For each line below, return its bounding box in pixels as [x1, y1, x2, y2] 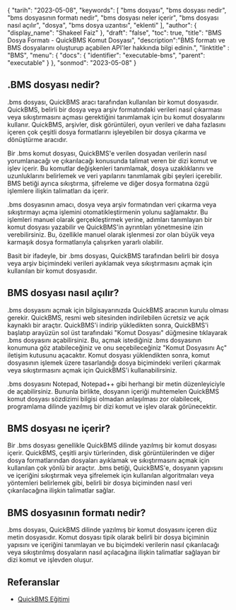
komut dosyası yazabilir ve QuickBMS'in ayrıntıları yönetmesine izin [7, 223, 203, 231]
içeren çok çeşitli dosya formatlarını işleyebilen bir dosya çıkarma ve [7, 127, 206, 136]
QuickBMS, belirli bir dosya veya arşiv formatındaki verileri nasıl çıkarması [7, 105, 223, 114]
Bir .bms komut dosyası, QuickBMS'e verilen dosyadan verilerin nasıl [7, 148, 207, 158]
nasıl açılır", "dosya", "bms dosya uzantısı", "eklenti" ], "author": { [7, 21, 197, 29]
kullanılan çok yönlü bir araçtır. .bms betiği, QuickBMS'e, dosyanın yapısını [7, 464, 223, 472]
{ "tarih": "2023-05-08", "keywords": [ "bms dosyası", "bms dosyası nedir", [7, 6, 227, 14]
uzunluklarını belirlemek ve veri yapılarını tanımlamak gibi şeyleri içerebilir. [7, 171, 223, 180]
